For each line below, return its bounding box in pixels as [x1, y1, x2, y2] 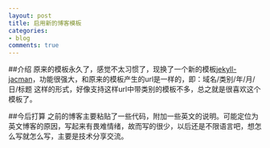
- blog [8, 34, 31, 42]
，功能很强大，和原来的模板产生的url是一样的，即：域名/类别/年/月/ [31, 74, 256, 84]
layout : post [8, 11, 52, 20]
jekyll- [215, 65, 237, 74]
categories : [8, 26, 48, 34]
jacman [8, 74, 33, 84]
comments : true [8, 42, 59, 50]
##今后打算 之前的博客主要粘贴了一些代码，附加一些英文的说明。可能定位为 [8, 111, 259, 121]
